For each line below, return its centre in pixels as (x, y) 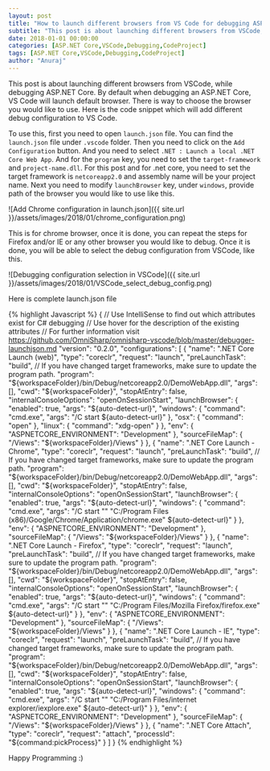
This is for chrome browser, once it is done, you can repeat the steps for (128, 233)
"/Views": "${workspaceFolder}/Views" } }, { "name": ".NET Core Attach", (130, 725)
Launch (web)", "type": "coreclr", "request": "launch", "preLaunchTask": (127, 357)
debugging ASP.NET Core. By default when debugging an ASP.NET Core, (130, 92)
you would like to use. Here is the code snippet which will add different (125, 109)
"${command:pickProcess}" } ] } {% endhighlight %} (96, 742)
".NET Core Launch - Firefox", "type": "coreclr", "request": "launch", (121, 545)
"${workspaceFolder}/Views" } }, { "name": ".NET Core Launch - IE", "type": (134, 631)
